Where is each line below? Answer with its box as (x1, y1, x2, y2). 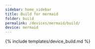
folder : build (5, 16, 34, 21)
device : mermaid (5, 25, 38, 30)
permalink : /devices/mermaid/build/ (5, 20, 80, 26)
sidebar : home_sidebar (5, 7, 52, 12)
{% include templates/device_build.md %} (5, 38, 91, 44)
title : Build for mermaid (5, 12, 58, 16)
